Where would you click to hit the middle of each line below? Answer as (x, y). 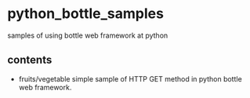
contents (30, 60)
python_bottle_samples (85, 14)
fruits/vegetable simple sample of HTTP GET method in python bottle (130, 78)
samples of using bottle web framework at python (88, 35)
